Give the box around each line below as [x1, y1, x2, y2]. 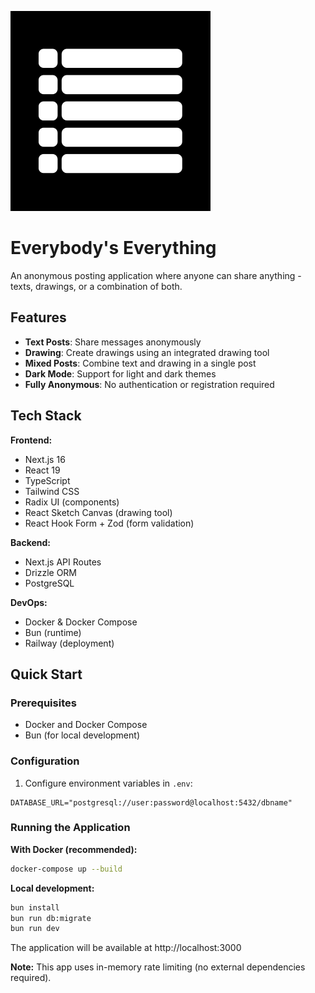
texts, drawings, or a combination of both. [10, 280, 183, 292]
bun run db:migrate [10, 913, 92, 923]
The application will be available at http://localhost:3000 [10, 942, 242, 954]
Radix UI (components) [24, 496, 120, 508]
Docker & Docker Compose [24, 616, 138, 628]
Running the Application [10, 821, 131, 835]
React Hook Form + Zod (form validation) [24, 517, 195, 529]
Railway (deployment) [24, 637, 115, 649]
